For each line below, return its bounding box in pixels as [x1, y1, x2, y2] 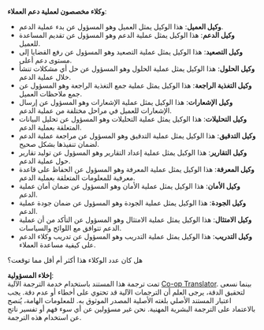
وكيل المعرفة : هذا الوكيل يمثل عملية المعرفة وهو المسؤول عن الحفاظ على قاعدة [18, 165, 255, 174]
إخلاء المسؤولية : [7, 271, 54, 279]
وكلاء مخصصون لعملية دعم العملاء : [7, 7, 107, 16]
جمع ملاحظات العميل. [18, 89, 83, 98]
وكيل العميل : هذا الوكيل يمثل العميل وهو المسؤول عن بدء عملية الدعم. [18, 22, 224, 31]
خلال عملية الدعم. [18, 73, 72, 81]
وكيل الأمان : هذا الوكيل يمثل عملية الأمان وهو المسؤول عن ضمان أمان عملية [18, 182, 241, 190]
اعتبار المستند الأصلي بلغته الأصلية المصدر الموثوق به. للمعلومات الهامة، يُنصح [7, 296, 232, 305]
